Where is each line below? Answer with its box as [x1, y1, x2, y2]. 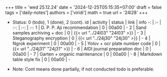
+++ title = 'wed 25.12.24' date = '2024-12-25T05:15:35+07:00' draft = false [5, 4, 162, 10]
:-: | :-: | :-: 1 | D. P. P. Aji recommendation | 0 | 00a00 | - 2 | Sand [12, 24, 146, 30]
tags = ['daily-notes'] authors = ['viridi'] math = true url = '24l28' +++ [5, 9, 148, 15]
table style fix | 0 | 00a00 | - [12, 56, 71, 62]
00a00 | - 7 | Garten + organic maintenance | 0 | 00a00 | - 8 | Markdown [12, 51, 162, 57]
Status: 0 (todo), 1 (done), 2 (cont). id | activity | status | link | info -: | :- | [12, 19, 161, 25]
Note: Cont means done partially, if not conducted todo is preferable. [12, 66, 154, 72]
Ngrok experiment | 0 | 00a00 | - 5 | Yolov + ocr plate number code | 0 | [12, 40, 161, 46]
